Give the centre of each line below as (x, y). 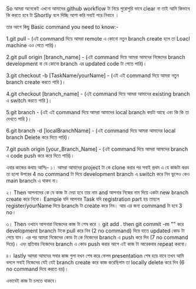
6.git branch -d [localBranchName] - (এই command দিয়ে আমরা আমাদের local (91, 131)
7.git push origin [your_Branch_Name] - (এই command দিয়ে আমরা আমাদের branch (97, 149)
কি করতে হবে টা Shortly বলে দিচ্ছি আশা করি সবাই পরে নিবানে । (63, 15)
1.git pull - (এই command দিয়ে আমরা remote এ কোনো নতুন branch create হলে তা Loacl (98, 39)
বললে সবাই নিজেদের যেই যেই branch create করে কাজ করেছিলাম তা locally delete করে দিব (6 (95, 262)
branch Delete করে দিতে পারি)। (38, 137)
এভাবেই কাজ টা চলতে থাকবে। (32, 281)
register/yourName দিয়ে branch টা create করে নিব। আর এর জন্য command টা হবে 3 (94, 206)
